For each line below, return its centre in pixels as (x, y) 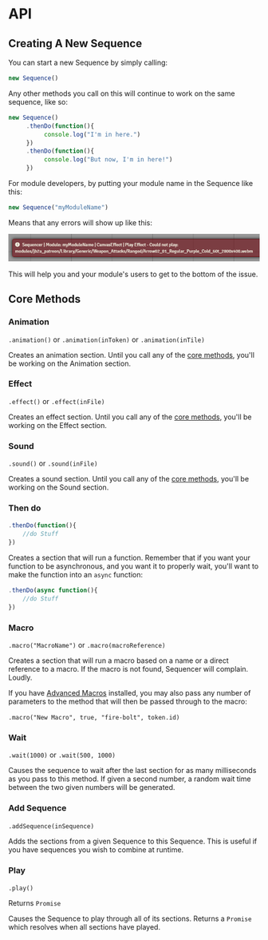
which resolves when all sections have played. (85, 926)
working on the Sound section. (59, 487)
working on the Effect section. (58, 425)
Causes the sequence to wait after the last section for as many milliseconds (132, 771)
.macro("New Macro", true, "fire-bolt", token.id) (94, 717)
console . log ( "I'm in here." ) (92, 134)
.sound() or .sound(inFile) (53, 463)
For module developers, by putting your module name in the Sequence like (131, 183)
